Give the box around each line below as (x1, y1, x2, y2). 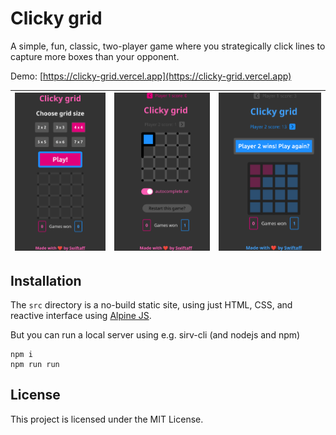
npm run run (10, 359, 60, 369)
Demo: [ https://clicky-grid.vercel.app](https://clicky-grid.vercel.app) (10, 70, 292, 82)
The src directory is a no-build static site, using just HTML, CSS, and (10, 298, 293, 311)
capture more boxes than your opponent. (10, 50, 180, 62)
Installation (10, 272, 82, 289)
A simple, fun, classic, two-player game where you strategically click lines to (10, 40, 326, 52)
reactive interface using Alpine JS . (10, 309, 152, 321)
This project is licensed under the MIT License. (10, 413, 204, 425)
